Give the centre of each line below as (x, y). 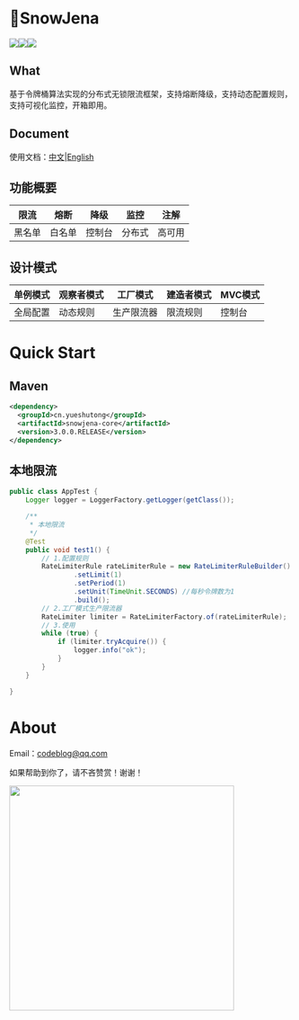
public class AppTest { (54, 492)
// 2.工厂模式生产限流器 (82, 608)
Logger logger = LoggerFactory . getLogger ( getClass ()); (130, 500)
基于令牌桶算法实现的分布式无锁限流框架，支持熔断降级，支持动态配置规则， (151, 94)
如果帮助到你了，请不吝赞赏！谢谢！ (76, 773)
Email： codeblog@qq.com (58, 754)
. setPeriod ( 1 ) (100, 584)
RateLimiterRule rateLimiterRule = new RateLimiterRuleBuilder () (167, 567)
